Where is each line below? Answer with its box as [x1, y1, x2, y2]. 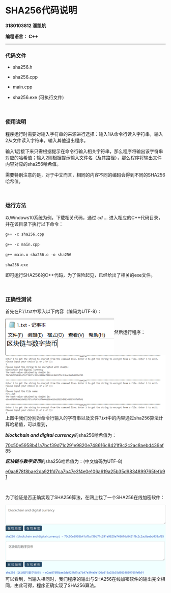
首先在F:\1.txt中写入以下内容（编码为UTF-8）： [5, 308, 102, 314]
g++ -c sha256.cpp [5, 232, 44, 237]
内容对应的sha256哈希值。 [5, 161, 62, 167]
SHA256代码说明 [5, 5, 77, 16]
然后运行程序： [114, 329, 146, 335]
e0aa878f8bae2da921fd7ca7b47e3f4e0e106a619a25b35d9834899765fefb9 [5, 468, 165, 475]
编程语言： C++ [5, 33, 38, 39]
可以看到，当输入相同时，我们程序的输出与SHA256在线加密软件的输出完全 [5, 576, 161, 582]
